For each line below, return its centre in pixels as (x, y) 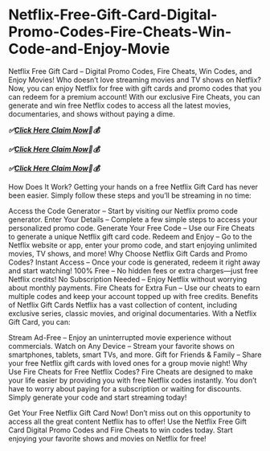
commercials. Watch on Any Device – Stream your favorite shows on (121, 346)
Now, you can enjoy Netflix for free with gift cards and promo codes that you (135, 88)
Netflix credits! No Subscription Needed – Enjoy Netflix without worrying (128, 279)
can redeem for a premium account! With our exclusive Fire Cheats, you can (134, 96)
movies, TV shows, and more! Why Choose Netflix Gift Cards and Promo (128, 253)
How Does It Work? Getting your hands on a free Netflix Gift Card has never (133, 187)
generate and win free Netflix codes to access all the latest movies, (120, 105)
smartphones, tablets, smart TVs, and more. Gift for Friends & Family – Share (135, 355)
